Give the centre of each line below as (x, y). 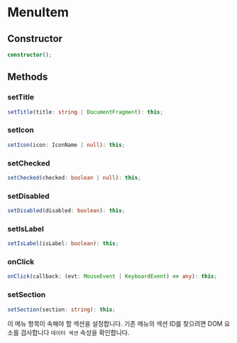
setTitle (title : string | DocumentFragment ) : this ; (85, 112)
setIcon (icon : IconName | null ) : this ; (66, 145)
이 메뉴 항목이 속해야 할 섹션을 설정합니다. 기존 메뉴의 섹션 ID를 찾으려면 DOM (115, 324)
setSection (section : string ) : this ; (61, 310)
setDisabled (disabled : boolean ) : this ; (66, 211)
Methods (28, 77)
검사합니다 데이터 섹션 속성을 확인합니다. (75, 333)
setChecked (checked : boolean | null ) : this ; (74, 178)
